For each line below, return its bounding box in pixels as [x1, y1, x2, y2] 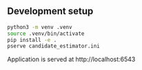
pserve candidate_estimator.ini [7, 43, 100, 50]
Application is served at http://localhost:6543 [7, 55, 136, 64]
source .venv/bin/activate [7, 30, 85, 37]
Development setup [7, 5, 94, 17]
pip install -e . [7, 36, 57, 43]
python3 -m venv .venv [7, 23, 72, 30]
